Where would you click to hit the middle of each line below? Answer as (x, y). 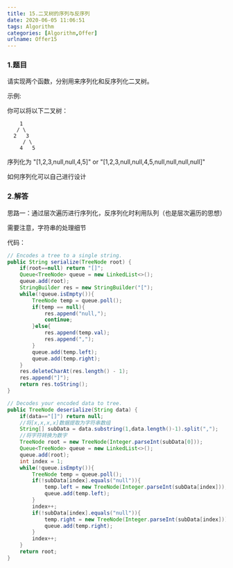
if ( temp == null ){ (59, 307)
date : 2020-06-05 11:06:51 (46, 20)
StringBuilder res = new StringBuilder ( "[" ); (87, 288)
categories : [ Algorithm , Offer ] (52, 33)
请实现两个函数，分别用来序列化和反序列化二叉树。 (80, 81)
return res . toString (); (54, 385)
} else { (42, 327)
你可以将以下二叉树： (37, 111)
